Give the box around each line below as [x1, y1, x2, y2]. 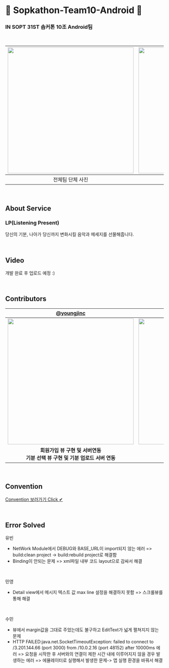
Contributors [5, 295, 47, 303]
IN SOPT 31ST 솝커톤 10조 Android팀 [5, 24, 93, 31]
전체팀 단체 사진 [53, 176, 89, 183]
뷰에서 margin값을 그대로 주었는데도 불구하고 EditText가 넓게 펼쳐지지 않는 [12, 627, 159, 633]
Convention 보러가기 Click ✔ [5, 496, 63, 502]
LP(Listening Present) [5, 219, 59, 226]
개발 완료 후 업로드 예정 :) [5, 270, 55, 276]
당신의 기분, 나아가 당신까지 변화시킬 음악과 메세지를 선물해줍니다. [5, 231, 134, 237]
